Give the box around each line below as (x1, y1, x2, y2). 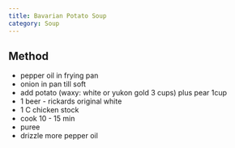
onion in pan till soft (19, 79, 87, 89)
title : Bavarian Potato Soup (8, 11, 107, 20)
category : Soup (8, 19, 60, 27)
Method (8, 49, 49, 63)
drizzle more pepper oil (19, 131, 99, 141)
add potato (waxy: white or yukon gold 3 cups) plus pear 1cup (19, 88, 228, 98)
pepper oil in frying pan (19, 70, 99, 81)
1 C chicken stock (19, 105, 79, 115)
